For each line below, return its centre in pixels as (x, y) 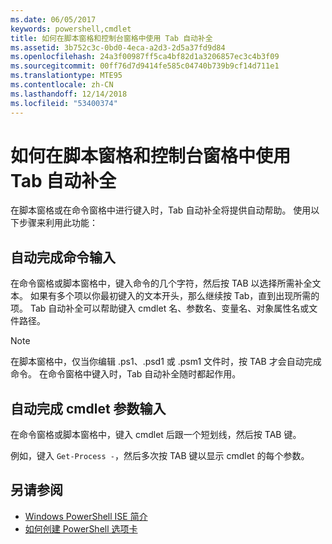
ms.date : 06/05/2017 (53, 19)
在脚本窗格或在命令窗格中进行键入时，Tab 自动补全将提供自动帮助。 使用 (161, 210)
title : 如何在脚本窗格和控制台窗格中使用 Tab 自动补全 (111, 38)
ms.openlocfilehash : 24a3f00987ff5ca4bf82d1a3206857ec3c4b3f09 (145, 57)
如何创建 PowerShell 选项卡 (81, 528)
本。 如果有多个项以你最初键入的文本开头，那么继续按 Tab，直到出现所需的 (165, 296)
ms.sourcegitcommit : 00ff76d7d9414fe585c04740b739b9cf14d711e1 (145, 66)
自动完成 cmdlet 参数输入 (88, 408)
